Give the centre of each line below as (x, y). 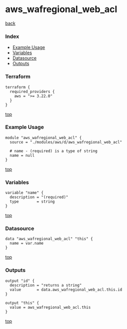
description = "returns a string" (46, 285)
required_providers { (32, 91)
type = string (32, 202)
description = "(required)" (39, 197)
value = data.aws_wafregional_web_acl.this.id (66, 290)
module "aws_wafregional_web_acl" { (43, 137)
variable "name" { (24, 193)
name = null (22, 155)
